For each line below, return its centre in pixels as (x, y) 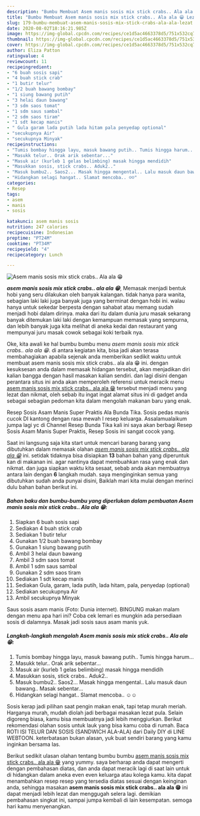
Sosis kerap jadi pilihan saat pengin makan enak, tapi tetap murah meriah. (97, 707)
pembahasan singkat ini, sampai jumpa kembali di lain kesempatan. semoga (99, 800)
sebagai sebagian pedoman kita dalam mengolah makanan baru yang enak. (99, 401)
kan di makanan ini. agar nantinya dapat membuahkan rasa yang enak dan (98, 462)
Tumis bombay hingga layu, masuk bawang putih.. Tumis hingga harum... (104, 657)
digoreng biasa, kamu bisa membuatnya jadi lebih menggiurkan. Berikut (94, 719)
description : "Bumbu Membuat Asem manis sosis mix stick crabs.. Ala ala (100, 12)
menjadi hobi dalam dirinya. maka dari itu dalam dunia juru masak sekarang (99, 313)
